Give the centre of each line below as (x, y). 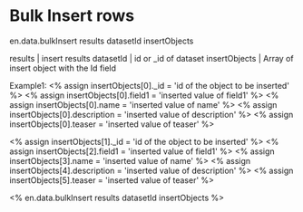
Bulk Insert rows (72, 16)
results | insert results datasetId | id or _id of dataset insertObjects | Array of (151, 58)
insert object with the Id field (63, 68)
